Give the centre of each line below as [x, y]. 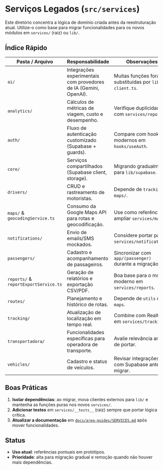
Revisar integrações [136, 358]
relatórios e [80, 278]
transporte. [80, 350]
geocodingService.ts [31, 218]
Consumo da [81, 206]
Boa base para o [132, 275]
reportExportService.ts [35, 284]
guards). [77, 152]
